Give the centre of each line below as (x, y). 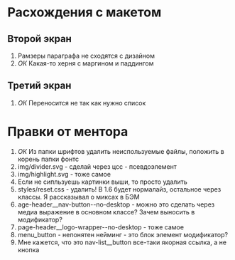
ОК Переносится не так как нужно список (82, 103)
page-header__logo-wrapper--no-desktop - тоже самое (101, 227)
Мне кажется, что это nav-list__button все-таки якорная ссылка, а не (122, 242)
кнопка (28, 249)
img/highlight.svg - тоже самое (64, 174)
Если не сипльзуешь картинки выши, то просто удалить (103, 182)
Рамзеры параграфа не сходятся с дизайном (86, 56)
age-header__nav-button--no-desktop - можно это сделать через (116, 204)
